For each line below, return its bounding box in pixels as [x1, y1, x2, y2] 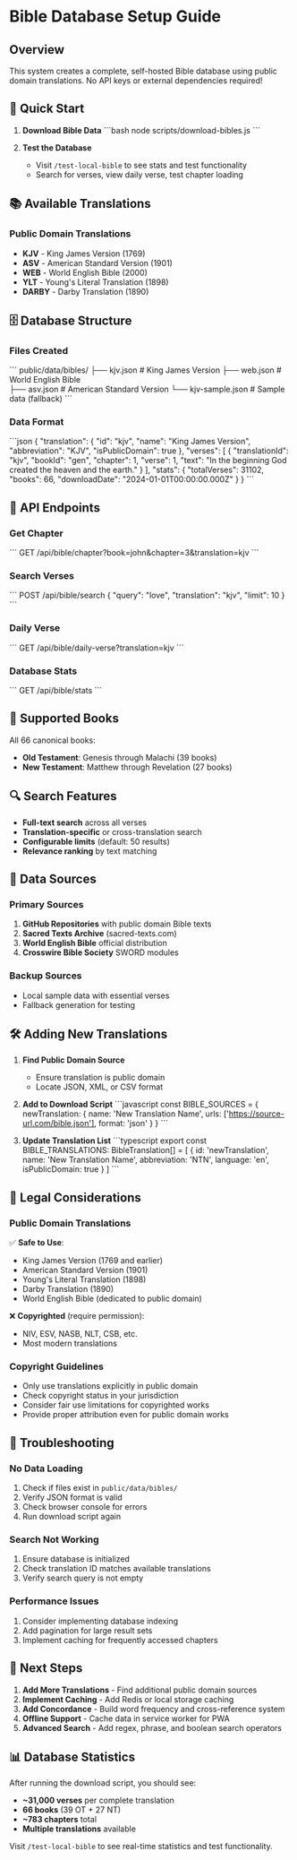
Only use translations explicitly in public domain [21, 1381, 199, 1391]
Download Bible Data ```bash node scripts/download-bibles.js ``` [21, 125, 261, 135]
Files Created [9, 344, 69, 357]
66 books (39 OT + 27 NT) [21, 1804, 122, 1815]
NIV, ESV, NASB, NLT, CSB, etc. [21, 1329, 139, 1339]
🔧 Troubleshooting [9, 1435, 115, 1451]
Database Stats [9, 665, 78, 677]
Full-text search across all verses [21, 817, 148, 828]
